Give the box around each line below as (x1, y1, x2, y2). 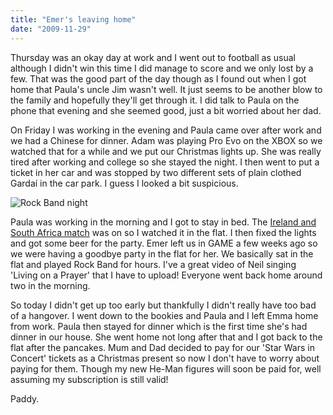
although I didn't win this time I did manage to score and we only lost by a (10, 62, 314, 74)
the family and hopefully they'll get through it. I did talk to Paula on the (10, 94, 300, 106)
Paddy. (10, 392, 40, 405)
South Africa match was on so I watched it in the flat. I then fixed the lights (10, 226, 317, 238)
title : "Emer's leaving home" (10, 14, 137, 25)
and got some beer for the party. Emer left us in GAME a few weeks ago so (10, 237, 318, 249)
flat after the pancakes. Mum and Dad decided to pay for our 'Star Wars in (10, 341, 315, 353)
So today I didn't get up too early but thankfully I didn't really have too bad (10, 299, 317, 311)
